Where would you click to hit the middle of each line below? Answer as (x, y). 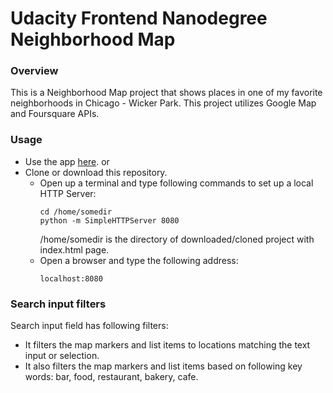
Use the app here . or (67, 161)
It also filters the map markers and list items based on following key (163, 366)
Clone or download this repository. (96, 172)
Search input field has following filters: (89, 326)
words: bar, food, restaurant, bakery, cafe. (111, 377)
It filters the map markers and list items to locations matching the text (167, 345)
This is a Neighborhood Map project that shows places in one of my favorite (166, 93)
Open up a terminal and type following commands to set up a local (176, 183)
